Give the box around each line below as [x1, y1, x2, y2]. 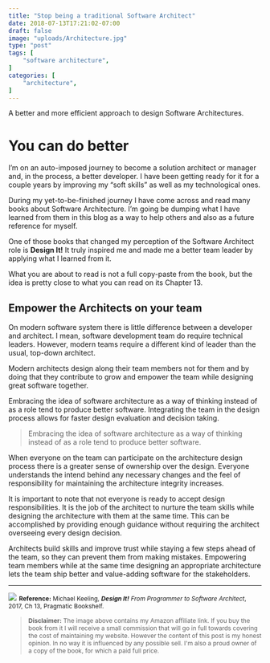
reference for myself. [8, 222, 78, 231]
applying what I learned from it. [8, 254, 112, 263]
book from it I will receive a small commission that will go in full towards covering [27, 624, 259, 632]
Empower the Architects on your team [8, 301, 202, 315]
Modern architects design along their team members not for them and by [8, 364, 250, 373]
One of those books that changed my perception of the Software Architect [8, 237, 255, 246]
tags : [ [8, 49, 35, 57]
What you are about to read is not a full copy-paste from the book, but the [8, 270, 253, 279]
